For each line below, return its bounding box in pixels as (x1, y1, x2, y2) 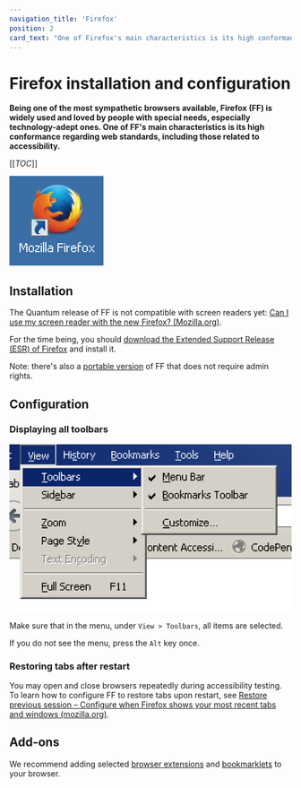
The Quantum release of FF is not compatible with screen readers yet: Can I (9, 307, 289, 318)
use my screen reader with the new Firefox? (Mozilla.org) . (9, 316, 222, 327)
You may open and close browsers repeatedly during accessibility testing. (9, 680, 282, 691)
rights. (9, 370, 33, 381)
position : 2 (9, 23, 54, 33)
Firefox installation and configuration (9, 73, 291, 93)
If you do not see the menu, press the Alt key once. (9, 637, 200, 648)
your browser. (9, 767, 61, 779)
